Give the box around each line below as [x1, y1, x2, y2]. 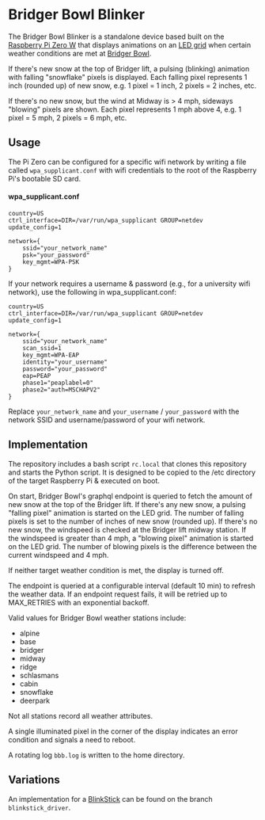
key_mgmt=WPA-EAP [22, 351, 80, 359]
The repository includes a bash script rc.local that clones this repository [8, 459, 247, 468]
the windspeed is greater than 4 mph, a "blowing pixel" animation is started [8, 533, 254, 543]
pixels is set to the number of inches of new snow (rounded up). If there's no [8, 517, 258, 526]
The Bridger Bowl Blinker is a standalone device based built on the [8, 32, 225, 41]
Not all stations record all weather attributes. [8, 711, 153, 720]
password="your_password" [22, 364, 108, 373]
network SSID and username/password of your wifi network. [8, 414, 206, 425]
